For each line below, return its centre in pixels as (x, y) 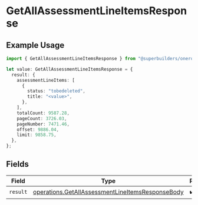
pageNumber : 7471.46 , (43, 124)
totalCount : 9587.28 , (43, 113)
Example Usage (35, 45)
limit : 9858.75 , (37, 135)
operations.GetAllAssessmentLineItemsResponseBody (108, 192)
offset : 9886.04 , (38, 130)
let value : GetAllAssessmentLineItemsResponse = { (70, 69)
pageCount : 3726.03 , (42, 118)
